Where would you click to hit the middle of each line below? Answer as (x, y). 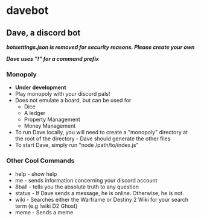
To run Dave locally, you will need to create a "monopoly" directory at (101, 132)
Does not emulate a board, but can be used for (73, 101)
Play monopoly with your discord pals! (62, 94)
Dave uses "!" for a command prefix (53, 59)
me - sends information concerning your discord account (86, 180)
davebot (27, 11)
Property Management (52, 120)
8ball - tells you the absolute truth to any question (77, 187)
